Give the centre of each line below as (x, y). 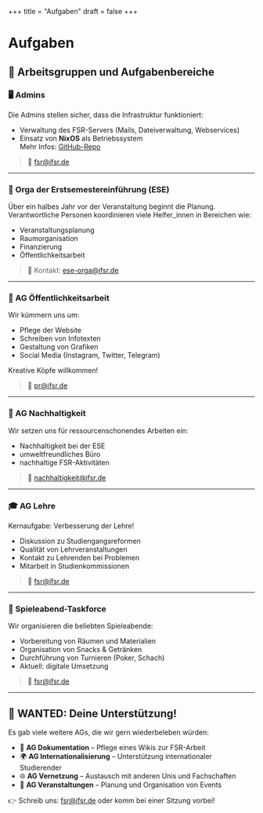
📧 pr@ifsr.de (47, 386)
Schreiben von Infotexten (60, 339)
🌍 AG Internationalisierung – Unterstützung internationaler (116, 756)
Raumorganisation (49, 239)
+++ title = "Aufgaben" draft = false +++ (73, 11)
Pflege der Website (50, 330)
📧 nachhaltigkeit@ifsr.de (67, 477)
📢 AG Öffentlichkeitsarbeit (59, 298)
